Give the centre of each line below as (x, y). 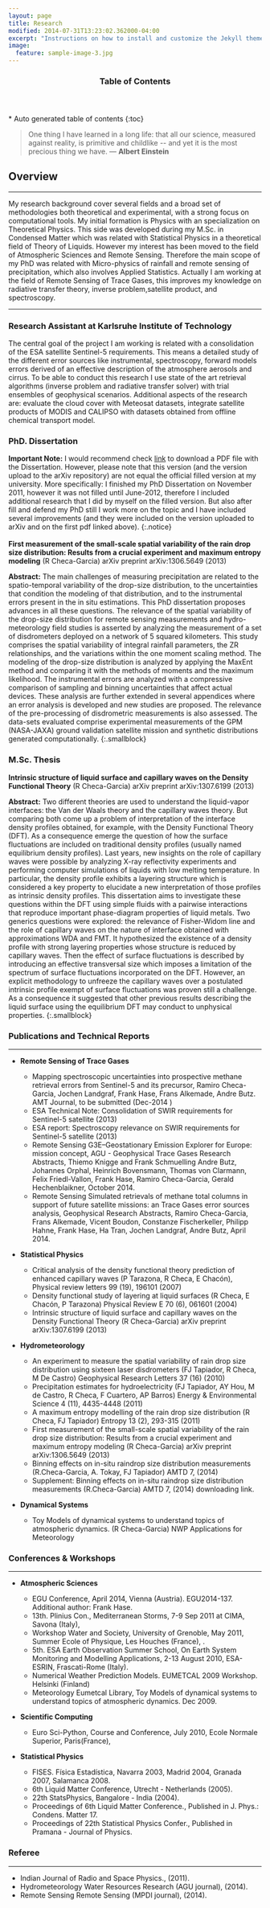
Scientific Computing (56, 1717)
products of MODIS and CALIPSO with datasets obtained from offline (122, 412)
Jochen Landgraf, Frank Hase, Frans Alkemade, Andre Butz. (156, 1094)
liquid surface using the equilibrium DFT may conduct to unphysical (120, 1007)
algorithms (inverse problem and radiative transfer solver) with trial (119, 386)
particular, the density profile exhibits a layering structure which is (118, 878)
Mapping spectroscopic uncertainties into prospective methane (137, 1076)
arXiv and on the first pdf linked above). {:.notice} (90, 527)
